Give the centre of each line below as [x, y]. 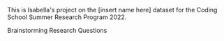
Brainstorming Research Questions [57, 30]
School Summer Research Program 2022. [67, 17]
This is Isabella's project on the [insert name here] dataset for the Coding [112, 10]
